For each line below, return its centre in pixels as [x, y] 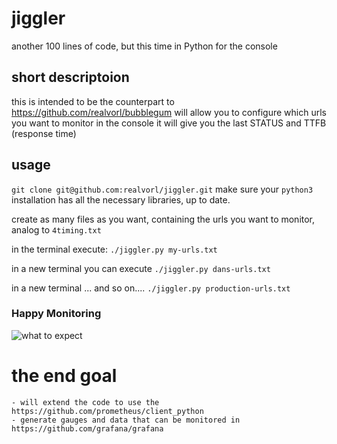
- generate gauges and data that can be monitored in [126, 420]
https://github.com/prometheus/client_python [107, 411]
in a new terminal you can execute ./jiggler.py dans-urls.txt [141, 268]
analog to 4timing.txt [56, 229]
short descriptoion [70, 77]
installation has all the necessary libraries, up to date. [121, 199]
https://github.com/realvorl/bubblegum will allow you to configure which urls [169, 112]
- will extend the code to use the [85, 402]
